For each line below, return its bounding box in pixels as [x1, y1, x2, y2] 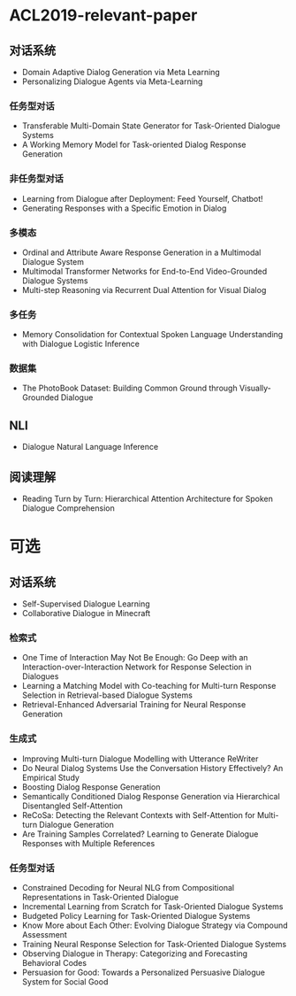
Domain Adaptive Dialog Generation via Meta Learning [21, 67, 221, 77]
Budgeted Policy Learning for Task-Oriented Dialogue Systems [21, 911, 251, 921]
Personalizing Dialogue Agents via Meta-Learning [21, 76, 203, 87]
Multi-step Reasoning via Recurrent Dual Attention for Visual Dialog [21, 284, 267, 295]
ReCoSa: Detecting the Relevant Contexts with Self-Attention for [21, 809, 256, 820]
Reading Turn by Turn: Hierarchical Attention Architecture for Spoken [21, 493, 274, 505]
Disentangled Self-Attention [21, 800, 124, 811]
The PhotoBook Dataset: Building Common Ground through [21, 382, 238, 394]
